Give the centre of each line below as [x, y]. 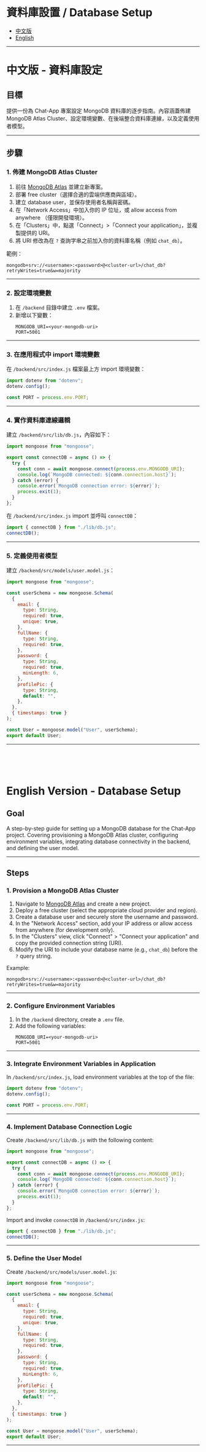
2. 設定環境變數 [29, 293]
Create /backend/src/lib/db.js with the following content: [80, 1140]
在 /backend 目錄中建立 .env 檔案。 [59, 307]
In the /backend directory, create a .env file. [70, 1019]
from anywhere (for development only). [65, 930]
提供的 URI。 [37, 233]
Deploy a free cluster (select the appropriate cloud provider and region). [106, 910]
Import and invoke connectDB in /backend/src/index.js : [76, 1220]
